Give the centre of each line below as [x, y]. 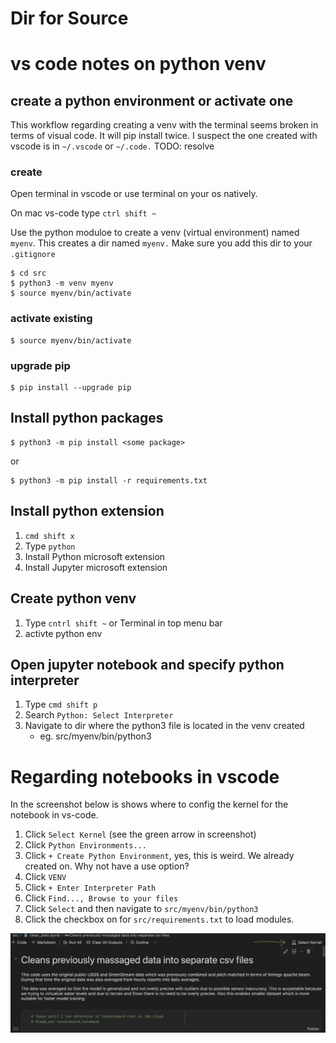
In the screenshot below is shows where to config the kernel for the [149, 804]
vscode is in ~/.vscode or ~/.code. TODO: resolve [112, 146]
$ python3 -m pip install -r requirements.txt [109, 480]
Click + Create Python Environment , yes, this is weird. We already [159, 856]
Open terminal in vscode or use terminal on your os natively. [134, 194]
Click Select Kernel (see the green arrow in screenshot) [140, 834]
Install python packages [87, 418]
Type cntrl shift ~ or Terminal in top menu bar [123, 623]
